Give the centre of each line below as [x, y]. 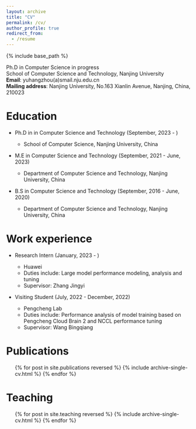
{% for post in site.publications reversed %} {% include [82, 368]
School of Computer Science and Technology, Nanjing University [85, 74]
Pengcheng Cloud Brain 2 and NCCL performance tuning [93, 321]
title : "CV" [21, 17]
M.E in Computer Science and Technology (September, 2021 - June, [98, 155]
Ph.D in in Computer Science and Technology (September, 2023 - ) [96, 132]
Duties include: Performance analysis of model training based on [102, 314]
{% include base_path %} [37, 56]
